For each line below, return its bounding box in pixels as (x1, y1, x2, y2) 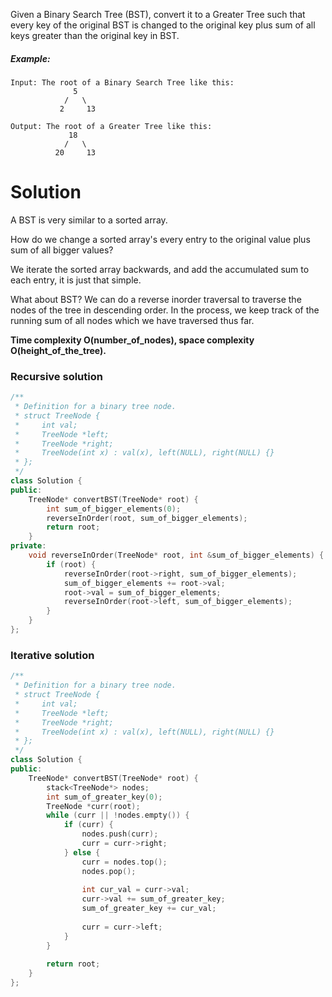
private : (10, 541, 47, 551)
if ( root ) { (46, 559, 97, 569)
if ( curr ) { (63, 820, 114, 830)
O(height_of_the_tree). (10, 344, 107, 356)
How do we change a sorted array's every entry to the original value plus (10, 233, 311, 245)
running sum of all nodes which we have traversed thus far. (10, 314, 255, 326)
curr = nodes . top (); (81, 857, 168, 867)
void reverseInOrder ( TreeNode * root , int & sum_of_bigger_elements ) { (28, 550, 325, 561)
